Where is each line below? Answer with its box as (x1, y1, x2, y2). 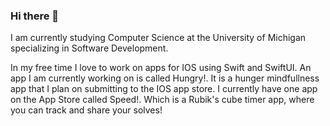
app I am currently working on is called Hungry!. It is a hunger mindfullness (10, 72, 320, 84)
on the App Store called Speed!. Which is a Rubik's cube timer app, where (10, 94, 315, 106)
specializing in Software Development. (10, 42, 169, 54)
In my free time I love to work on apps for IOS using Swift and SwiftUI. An (10, 62, 312, 74)
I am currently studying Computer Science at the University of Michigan (10, 32, 307, 44)
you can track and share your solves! (10, 104, 163, 116)
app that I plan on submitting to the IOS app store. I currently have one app (10, 83, 318, 95)
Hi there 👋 (10, 9, 60, 23)
